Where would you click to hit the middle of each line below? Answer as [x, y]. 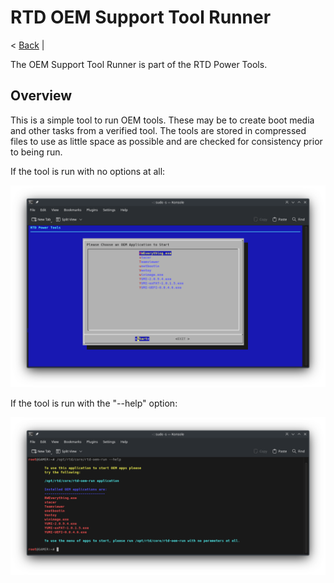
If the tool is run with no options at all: [88, 171]
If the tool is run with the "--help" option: [94, 403]
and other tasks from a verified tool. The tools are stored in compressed [158, 130]
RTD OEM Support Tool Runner [141, 17]
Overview [41, 96]
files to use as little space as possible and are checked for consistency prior [166, 141]
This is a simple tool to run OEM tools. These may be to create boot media [162, 120]
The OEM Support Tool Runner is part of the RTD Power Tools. [139, 64]
